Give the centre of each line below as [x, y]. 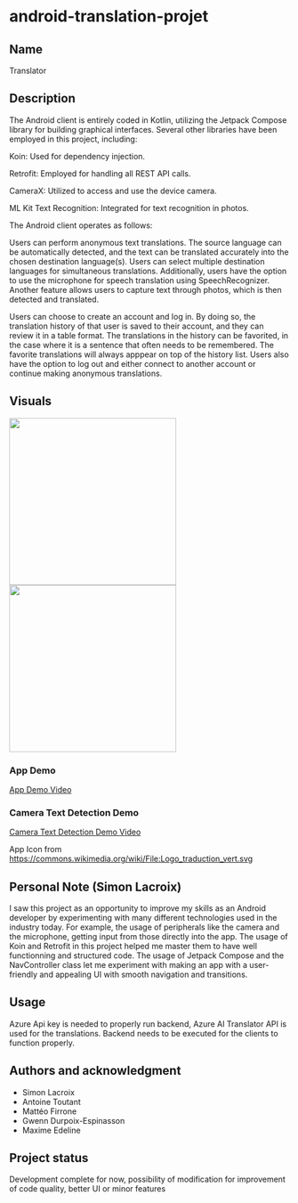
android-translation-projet [109, 16]
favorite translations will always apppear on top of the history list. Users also [149, 354]
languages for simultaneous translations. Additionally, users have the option [148, 271]
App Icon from [36, 849]
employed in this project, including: [73, 139]
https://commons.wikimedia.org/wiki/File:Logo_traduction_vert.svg [131, 859]
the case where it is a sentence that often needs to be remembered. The [141, 345]
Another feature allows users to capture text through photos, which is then [145, 289]
